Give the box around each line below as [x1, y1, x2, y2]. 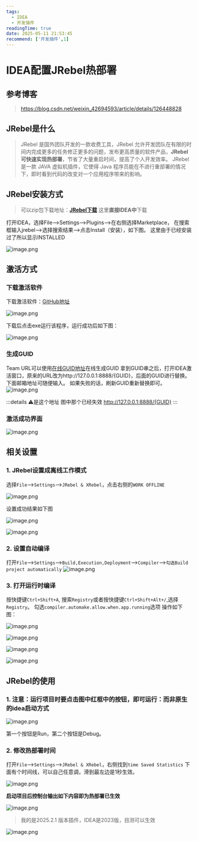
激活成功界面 [6, 415, 43, 423]
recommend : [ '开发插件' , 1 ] [6, 36, 69, 42]
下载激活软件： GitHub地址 [6, 298, 70, 305]
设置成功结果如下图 [6, 505, 53, 512]
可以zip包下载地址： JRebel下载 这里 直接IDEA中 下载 [20, 206, 147, 214]
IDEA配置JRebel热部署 [6, 63, 117, 77]
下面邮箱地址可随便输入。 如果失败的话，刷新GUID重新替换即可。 [6, 379, 165, 386]
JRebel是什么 [6, 124, 56, 134]
